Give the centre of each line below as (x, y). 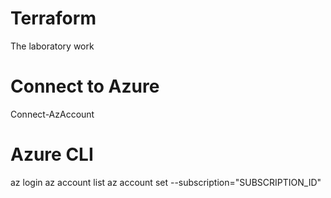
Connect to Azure (85, 86)
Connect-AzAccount (52, 114)
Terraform (53, 18)
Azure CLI (52, 154)
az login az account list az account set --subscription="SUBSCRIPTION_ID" (166, 182)
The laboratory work (52, 46)
